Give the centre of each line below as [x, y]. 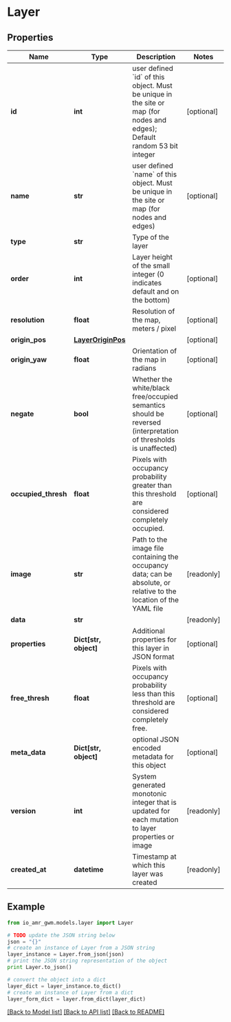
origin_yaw [29, 359]
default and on [156, 292]
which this [149, 865]
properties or [153, 837]
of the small [151, 266]
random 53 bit [155, 146]
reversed [147, 422]
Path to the [150, 540]
